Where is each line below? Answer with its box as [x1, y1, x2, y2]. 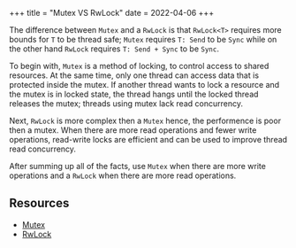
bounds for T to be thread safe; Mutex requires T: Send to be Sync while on [9, 35, 277, 44]
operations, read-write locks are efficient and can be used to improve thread [9, 135, 288, 144]
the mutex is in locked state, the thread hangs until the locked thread [9, 89, 259, 99]
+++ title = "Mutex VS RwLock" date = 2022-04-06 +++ [9, 8, 215, 18]
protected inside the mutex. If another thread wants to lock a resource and [9, 80, 280, 89]
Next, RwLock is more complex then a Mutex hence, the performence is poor [9, 115, 281, 126]
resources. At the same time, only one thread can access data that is [9, 70, 259, 81]
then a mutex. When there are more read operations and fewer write [9, 125, 257, 136]
